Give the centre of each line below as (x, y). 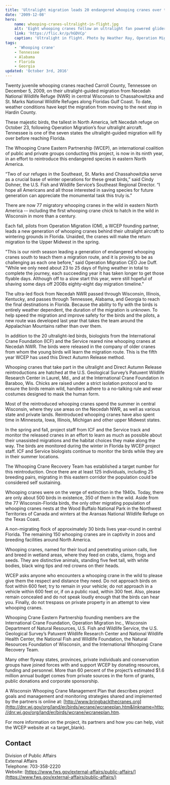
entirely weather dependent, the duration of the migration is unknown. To (81, 310)
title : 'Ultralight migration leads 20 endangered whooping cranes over (83, 10)
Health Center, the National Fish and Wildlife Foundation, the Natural (76, 639)
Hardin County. (21, 112)
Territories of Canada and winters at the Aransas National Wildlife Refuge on (85, 514)
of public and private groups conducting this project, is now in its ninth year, (84, 153)
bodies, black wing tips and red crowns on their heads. (62, 565)
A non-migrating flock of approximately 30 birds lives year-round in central (83, 529)
